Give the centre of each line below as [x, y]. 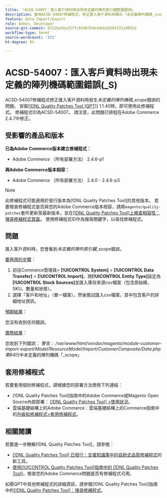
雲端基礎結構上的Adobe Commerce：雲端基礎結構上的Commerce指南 [84, 408]
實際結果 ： [16, 333]
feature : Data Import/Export [35, 19]
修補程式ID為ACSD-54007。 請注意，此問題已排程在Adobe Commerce [87, 112]
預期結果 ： [16, 312]
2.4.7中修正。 [19, 118]
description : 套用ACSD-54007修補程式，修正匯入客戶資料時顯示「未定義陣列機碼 [79, 14]
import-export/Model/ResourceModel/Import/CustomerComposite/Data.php [83, 349]
